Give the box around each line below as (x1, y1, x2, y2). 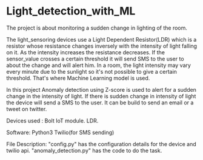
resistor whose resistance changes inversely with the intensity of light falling (6, 42, 198, 50)
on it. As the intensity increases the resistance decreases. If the (6, 48, 165, 56)
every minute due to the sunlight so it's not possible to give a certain (6, 68, 178, 75)
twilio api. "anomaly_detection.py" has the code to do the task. (6, 147, 162, 154)
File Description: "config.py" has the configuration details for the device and (6, 140, 197, 147)
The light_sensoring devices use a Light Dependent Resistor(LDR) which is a (6, 36, 197, 43)
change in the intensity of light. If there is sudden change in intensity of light (6, 92, 196, 100)
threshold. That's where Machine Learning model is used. (6, 74, 150, 82)
